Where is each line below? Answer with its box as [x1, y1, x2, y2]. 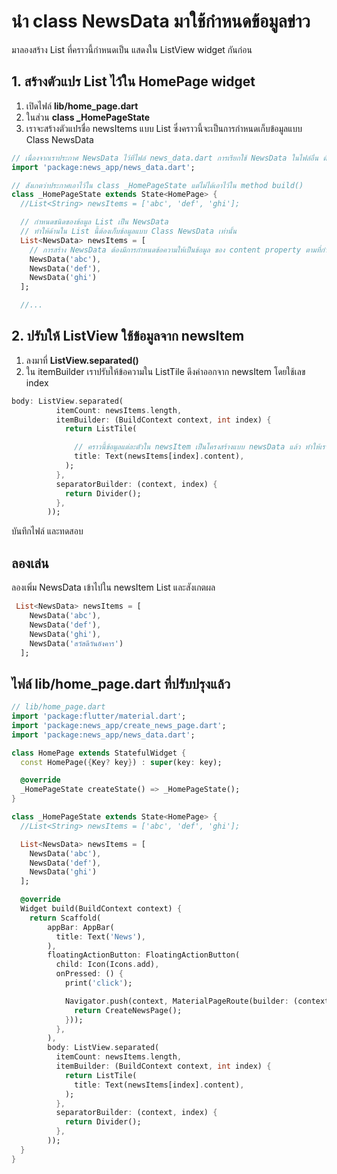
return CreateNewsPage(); [74, 1005, 183, 1015]
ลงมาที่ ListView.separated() [25, 354, 139, 366]
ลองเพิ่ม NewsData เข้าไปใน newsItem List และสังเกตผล [11, 581, 216, 594]
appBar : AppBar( [47, 922, 115, 932]
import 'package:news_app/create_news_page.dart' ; [11, 720, 227, 730]
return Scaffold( [29, 913, 102, 923]
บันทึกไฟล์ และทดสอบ [11, 525, 84, 537]
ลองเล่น [11, 555, 49, 572]
